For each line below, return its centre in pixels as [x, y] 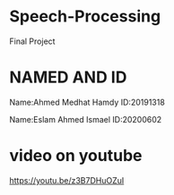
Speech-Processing [85, 17]
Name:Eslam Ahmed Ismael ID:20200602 [86, 119]
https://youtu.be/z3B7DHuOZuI [67, 180]
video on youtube [76, 156]
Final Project [32, 41]
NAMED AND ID [68, 77]
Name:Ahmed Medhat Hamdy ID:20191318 [87, 102]
